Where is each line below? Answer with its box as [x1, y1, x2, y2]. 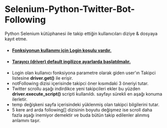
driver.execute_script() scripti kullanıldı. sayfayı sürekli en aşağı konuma [11, 91, 162, 97]
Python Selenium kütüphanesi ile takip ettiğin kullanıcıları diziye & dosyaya [4, 30, 158, 36]
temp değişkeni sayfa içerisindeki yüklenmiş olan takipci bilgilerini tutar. [11, 101, 159, 108]
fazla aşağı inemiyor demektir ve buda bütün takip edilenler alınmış [11, 112, 149, 118]
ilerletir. [11, 96, 28, 102]
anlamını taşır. [11, 117, 41, 123]
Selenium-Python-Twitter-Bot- [4, 3, 135, 15]
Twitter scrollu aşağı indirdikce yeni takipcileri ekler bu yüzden [11, 86, 140, 92]
